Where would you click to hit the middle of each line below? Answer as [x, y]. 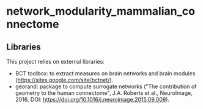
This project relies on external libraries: [56, 62]
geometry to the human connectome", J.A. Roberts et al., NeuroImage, [104, 93]
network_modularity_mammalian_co [101, 11]
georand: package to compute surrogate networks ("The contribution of [106, 86]
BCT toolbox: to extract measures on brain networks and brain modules [105, 73]
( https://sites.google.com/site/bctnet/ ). [64, 80]
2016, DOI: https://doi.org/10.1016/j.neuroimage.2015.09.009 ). [92, 100]
